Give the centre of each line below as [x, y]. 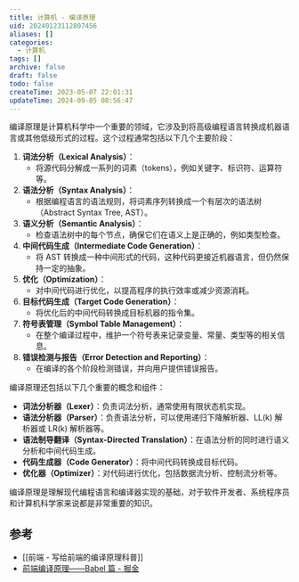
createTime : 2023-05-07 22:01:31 [71, 92]
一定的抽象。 [67, 268]
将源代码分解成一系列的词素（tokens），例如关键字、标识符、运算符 [159, 168]
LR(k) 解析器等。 [78, 429]
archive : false [37, 68]
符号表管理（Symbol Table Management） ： [103, 324]
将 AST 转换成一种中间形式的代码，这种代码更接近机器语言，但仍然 [158, 257]
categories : [31, 42]
